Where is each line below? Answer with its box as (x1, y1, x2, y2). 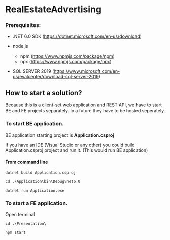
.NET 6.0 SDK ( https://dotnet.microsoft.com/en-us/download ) (12, 33, 142, 39)
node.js (12, 43, 29, 49)
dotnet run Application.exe (5, 188, 65, 193)
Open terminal (5, 211, 35, 218)
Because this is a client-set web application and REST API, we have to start (5, 102, 162, 108)
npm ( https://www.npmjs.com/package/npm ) (20, 53, 115, 59)
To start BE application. (5, 120, 64, 127)
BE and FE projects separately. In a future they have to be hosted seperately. (5, 108, 165, 114)
